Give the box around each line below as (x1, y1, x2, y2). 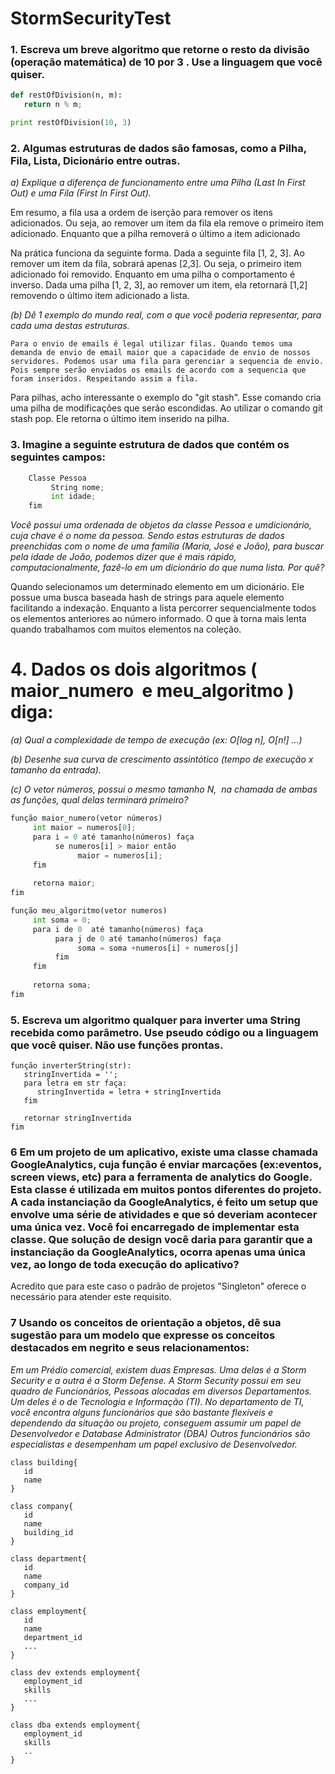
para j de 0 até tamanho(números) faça (54, 933, 222, 944)
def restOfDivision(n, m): (10, 90, 123, 101)
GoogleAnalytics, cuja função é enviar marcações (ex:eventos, (10, 1157, 322, 1171)
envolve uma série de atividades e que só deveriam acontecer (10, 1207, 318, 1221)
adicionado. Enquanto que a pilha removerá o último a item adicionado (10, 228, 301, 240)
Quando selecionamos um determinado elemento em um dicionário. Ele (10, 581, 305, 593)
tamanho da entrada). (10, 764, 102, 776)
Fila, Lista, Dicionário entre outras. (10, 154, 181, 168)
